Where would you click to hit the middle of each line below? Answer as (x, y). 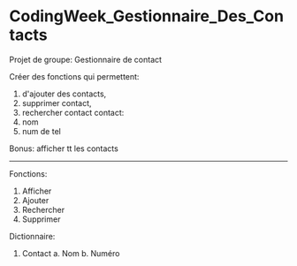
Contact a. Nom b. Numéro (71, 253)
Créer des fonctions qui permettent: (74, 76)
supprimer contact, (57, 103)
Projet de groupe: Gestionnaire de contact (85, 59)
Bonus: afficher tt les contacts (64, 148)
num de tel (42, 131)
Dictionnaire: (32, 236)
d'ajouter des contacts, (64, 94)
